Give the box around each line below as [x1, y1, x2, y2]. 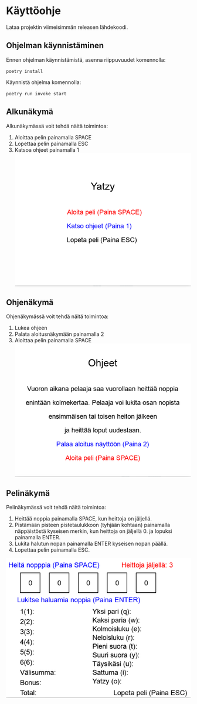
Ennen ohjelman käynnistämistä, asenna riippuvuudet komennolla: [6, 56, 166, 63]
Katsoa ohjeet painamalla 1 [14, 146, 79, 154]
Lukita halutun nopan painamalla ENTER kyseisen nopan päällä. [14, 540, 168, 548]
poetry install [6, 68, 43, 74]
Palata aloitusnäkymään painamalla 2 [14, 331, 104, 338]
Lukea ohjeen [14, 325, 48, 332]
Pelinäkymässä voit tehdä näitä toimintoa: [6, 504, 107, 511]
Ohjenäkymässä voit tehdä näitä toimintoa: [6, 313, 109, 320]
